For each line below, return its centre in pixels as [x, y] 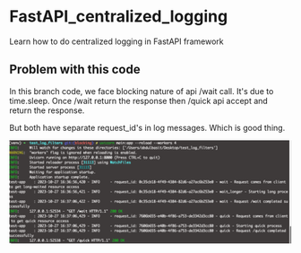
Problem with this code [75, 70]
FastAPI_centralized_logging [119, 17]
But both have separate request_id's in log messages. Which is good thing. [147, 127]
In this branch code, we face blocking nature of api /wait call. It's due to [142, 91]
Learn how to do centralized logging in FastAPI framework [116, 41]
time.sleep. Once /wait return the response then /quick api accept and [139, 100]
